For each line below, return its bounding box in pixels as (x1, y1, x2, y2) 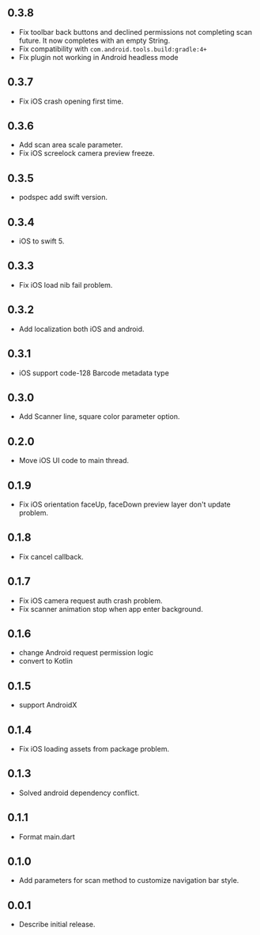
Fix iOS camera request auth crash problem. (18, 596, 163, 605)
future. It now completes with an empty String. (18, 36, 171, 45)
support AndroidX (18, 700, 77, 710)
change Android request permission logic (18, 648, 154, 658)
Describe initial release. (18, 920, 96, 929)
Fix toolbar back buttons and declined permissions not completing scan (18, 27, 253, 36)
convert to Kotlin (18, 656, 73, 666)
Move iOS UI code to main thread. (18, 456, 130, 466)
